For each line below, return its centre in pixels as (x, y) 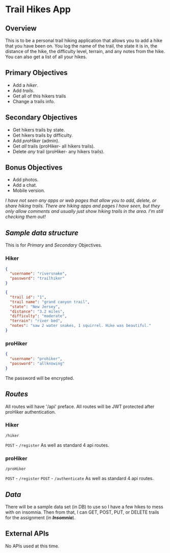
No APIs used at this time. (32, 546)
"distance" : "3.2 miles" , (37, 311)
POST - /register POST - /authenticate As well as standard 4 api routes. (80, 478)
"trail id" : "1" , (28, 297)
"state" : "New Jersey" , (35, 307)
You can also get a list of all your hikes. (46, 57)
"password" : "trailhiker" (37, 279)
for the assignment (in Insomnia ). (40, 517)
